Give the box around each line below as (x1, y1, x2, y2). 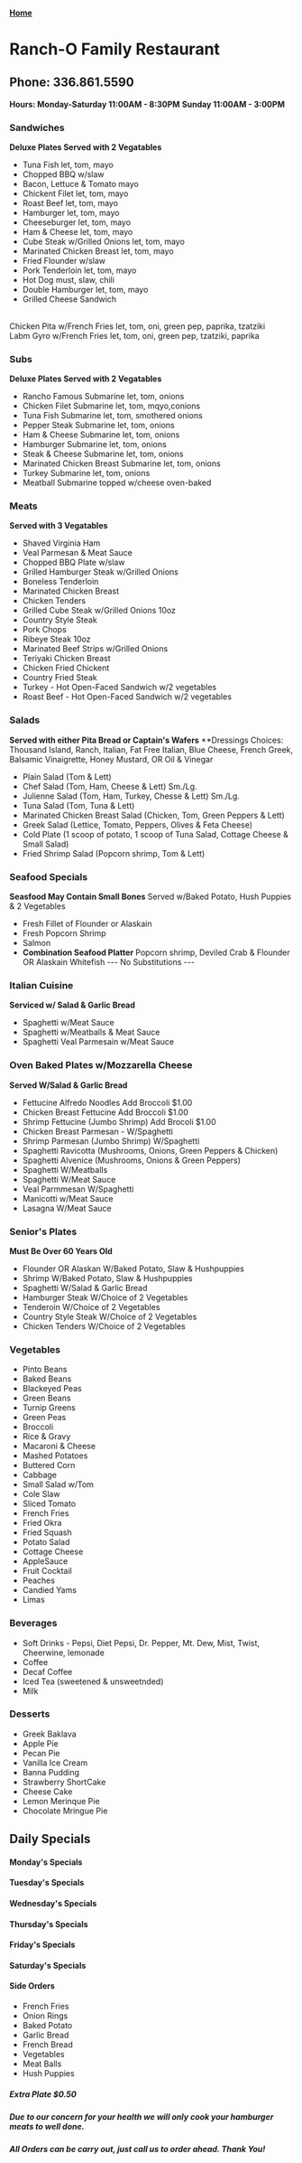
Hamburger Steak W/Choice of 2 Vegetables (22, 1292, 188, 1303)
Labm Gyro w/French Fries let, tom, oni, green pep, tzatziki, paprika (9, 330, 260, 341)
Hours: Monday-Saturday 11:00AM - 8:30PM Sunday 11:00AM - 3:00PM (9, 98, 286, 109)
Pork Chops (22, 624, 68, 635)
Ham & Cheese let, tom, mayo (22, 226, 133, 237)
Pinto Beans (22, 1364, 68, 1375)
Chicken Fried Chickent (22, 662, 110, 673)
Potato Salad (22, 1537, 70, 1548)
